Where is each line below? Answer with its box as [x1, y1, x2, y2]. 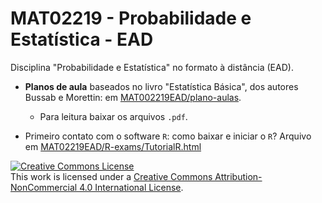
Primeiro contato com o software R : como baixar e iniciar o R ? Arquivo [24, 130, 312, 142]
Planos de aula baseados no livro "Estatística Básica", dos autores [24, 80, 299, 92]
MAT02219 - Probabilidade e [10, 7, 252, 30]
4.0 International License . [79, 181, 184, 193]
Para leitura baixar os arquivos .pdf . [39, 110, 188, 122]
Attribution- [214, 170, 263, 182]
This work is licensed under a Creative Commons [10, 170, 213, 182]
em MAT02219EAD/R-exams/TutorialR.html [24, 140, 202, 152]
